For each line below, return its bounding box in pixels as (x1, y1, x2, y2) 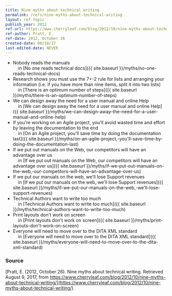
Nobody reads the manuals (12, 59, 70, 65)
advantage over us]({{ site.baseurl (12, 163, 85, 169)
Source (5, 257, 24, 264)
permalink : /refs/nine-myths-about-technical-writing (5, 12, 123, 17)
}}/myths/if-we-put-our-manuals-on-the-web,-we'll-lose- (38, 185, 160, 191)
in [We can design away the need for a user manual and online (17, 103, 150, 109)
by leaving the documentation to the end (12, 125, 99, 131)
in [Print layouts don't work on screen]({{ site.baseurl (17, 217, 130, 223)
